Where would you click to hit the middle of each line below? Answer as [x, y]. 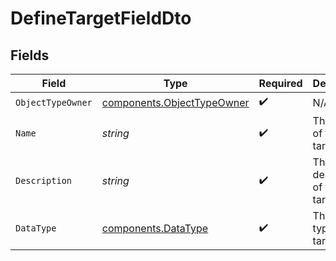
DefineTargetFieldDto [101, 18]
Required [280, 83]
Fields [30, 55]
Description [44, 180]
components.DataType [155, 228]
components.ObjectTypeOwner [175, 102]
